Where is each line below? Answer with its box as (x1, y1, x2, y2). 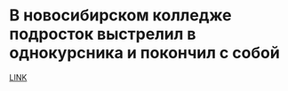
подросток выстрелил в (9, 24, 196, 44)
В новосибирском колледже (9, 5, 232, 26)
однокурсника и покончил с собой (9, 43, 280, 63)
